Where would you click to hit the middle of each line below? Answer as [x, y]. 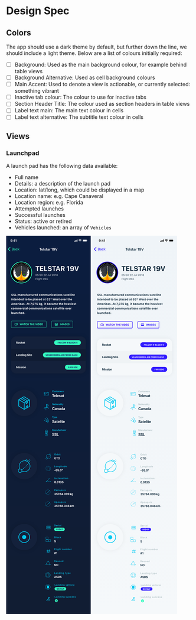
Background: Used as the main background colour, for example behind [101, 64]
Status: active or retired [43, 221]
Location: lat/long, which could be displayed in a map [79, 190]
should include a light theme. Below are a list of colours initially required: [94, 53]
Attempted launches [39, 209]
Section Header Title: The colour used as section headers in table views [102, 104]
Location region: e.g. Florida [49, 203]
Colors [19, 33]
